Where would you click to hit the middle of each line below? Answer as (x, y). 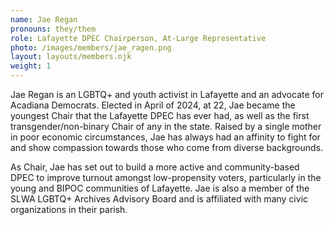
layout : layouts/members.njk (71, 57)
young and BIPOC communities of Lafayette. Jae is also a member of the (160, 188)
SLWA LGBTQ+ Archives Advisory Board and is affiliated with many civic (159, 199)
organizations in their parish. (69, 209)
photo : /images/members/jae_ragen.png (91, 47)
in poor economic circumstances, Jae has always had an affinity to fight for (165, 137)
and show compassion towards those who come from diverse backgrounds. (167, 147)
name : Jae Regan (44, 19)
